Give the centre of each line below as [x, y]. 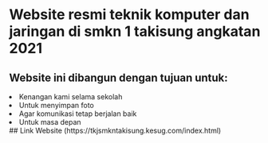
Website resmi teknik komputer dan [129, 15]
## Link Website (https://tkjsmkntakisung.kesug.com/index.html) [115, 130]
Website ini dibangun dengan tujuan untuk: [118, 77]
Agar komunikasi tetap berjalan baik [78, 114]
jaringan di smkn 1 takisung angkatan [135, 31]
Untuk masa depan [51, 122]
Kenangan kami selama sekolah [71, 97]
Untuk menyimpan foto [57, 105]
